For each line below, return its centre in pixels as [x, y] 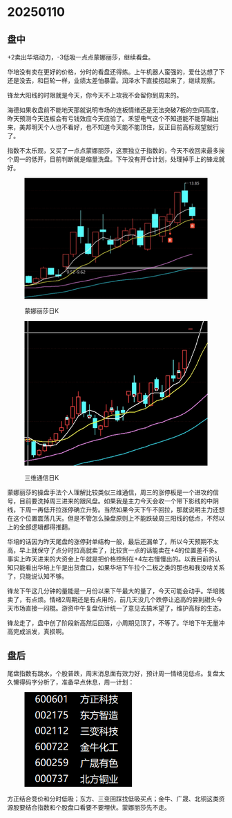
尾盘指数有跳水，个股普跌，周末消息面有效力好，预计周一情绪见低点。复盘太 [116, 673]
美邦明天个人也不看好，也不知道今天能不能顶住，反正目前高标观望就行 [119, 127]
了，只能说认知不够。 [37, 576]
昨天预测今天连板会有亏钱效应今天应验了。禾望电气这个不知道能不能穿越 [110, 119]
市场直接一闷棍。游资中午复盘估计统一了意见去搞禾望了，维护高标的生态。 [119, 608]
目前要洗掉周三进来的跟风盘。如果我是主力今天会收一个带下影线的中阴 [119, 501]
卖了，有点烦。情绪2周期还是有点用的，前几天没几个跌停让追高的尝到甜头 [112, 599]
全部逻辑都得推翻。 [46, 527]
